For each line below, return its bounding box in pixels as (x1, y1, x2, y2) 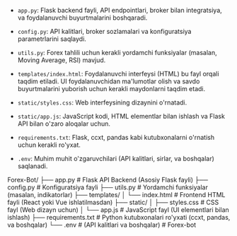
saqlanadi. (17, 162, 48, 170)
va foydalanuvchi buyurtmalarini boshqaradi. (17, 13, 148, 22)
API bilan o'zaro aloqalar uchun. (17, 119, 111, 128)
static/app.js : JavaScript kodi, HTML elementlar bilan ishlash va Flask (17, 112, 225, 120)
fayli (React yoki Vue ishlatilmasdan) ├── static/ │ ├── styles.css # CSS (7, 198, 219, 206)
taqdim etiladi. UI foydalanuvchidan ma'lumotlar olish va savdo (17, 77, 200, 85)
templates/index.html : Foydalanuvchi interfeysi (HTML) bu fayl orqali (17, 70, 219, 78)
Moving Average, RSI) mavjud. (17, 56, 106, 64)
